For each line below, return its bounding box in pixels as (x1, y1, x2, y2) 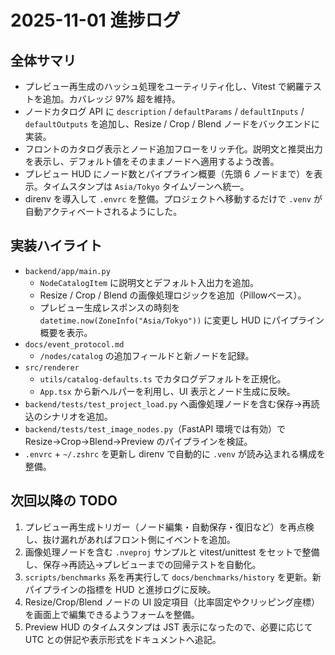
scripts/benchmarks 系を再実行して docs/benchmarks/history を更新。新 (24, 571, 322, 583)
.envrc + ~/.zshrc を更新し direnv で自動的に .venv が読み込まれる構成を (24, 447, 326, 460)
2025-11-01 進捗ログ (10, 9, 181, 32)
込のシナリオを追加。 (24, 410, 113, 422)
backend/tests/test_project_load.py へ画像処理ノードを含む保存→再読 (24, 397, 320, 410)
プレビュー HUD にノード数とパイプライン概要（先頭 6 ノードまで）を (24, 168, 315, 180)
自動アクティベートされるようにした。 (24, 206, 183, 217)
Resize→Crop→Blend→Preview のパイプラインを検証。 (24, 435, 253, 447)
